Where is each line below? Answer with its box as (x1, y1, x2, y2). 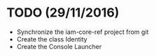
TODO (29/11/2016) (6, 5, 120, 21)
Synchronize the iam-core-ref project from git (16, 28, 149, 36)
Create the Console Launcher (16, 42, 102, 50)
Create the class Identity (16, 35, 88, 43)
